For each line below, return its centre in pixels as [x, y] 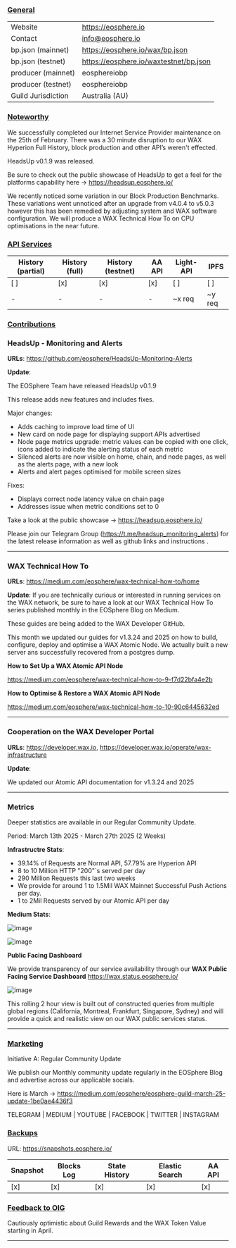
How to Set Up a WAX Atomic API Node [65, 666]
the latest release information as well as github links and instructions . [108, 541]
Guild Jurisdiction [40, 96]
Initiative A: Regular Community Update [64, 1059]
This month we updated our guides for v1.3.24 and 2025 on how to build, [113, 637]
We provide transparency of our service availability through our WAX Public [117, 969]
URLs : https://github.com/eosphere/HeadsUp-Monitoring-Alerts [100, 359]
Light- [186, 262]
